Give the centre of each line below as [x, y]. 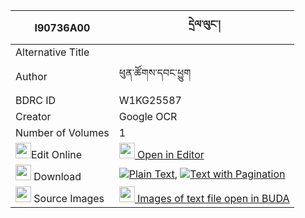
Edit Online [57, 154]
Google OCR [148, 116]
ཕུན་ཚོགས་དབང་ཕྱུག [155, 72]
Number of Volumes [62, 132]
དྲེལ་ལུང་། [204, 24]
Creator [33, 116]
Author [31, 76]
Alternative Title [52, 52]
